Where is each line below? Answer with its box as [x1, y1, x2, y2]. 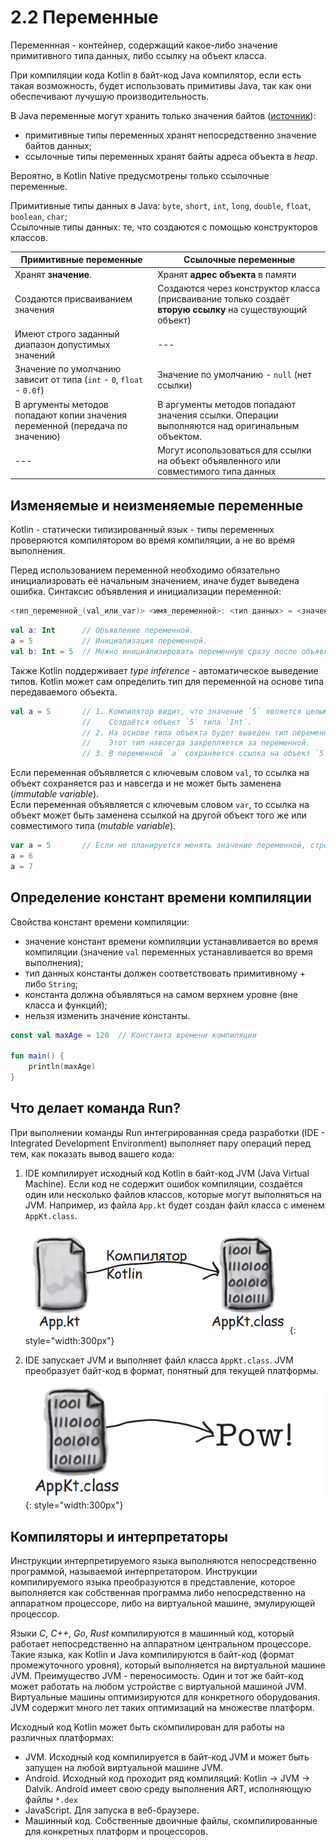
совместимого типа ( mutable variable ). [10, 820, 177, 832]
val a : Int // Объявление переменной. [10, 626, 195, 636]
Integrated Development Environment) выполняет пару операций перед [10, 1137, 312, 1149]
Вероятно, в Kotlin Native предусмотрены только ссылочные [10, 169, 270, 181]
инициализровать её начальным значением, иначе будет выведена [10, 575, 300, 587]
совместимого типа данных [157, 465, 277, 477]
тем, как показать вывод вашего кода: [10, 1147, 175, 1160]
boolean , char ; [10, 210, 68, 222]
